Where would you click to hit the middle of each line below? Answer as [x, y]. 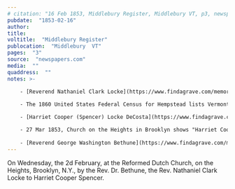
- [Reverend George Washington [65, 143]
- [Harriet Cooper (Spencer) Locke [72, 117]
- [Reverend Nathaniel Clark [62, 92]
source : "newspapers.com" [47, 59]
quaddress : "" [29, 72]
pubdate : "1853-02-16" [42, 20]
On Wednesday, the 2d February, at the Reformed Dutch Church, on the [111, 162]
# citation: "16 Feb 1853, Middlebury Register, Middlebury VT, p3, [109, 14]
